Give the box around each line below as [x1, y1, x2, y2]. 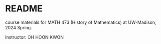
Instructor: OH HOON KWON [5, 34, 64, 40]
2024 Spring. [5, 24, 32, 30]
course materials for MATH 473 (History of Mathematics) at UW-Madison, [5, 19, 157, 25]
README [5, 3, 43, 14]
